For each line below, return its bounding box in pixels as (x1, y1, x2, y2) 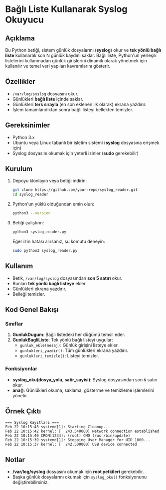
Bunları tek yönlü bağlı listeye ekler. (12, 280, 87, 286)
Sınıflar (5, 320, 23, 327)
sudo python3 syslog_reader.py (12, 248, 78, 253)
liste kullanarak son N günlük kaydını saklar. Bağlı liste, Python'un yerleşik (5, 52, 157, 58)
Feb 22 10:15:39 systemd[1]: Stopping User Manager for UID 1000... (5, 438, 151, 443)
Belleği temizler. (12, 291, 45, 297)
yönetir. (12, 392, 28, 398)
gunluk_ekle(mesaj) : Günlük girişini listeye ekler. (19, 342, 119, 348)
